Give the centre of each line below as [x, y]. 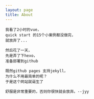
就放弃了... [17, 40]
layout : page [19, 10]
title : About [19, 15]
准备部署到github [22, 61]
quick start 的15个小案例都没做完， [40, 35]
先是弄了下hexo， [21, 56]
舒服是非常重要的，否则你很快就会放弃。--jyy [47, 91]
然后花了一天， [19, 50]
